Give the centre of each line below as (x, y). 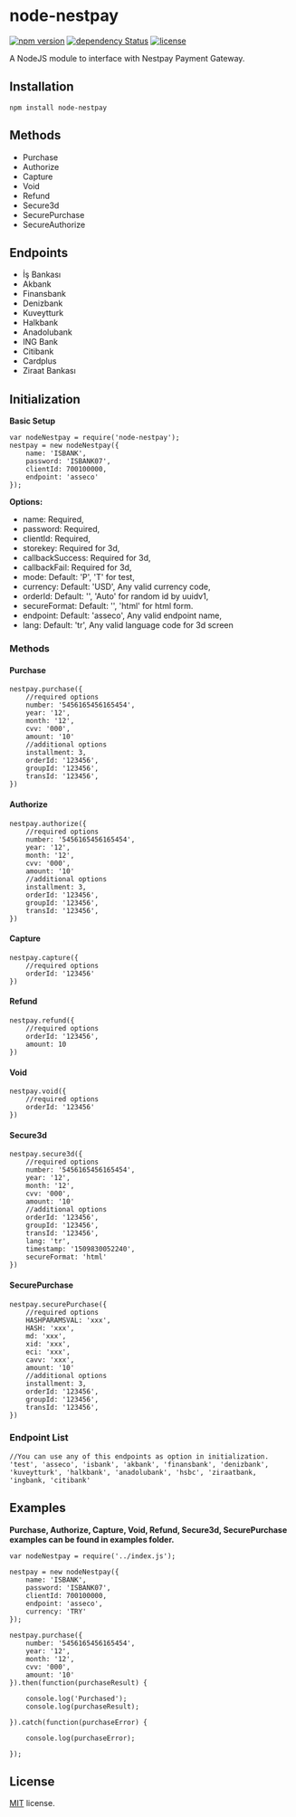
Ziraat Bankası (49, 371)
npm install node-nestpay (58, 108)
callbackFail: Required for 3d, (77, 567)
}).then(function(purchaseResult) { (78, 1683)
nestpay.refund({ (42, 1020)
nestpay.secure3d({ (46, 1155)
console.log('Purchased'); (76, 1698)
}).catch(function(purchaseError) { (78, 1722)
